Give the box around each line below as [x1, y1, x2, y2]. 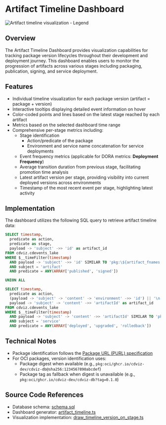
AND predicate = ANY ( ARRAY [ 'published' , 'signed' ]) [9, 269, 119, 274]
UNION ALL [5, 278, 26, 283]
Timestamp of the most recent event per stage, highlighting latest [19, 185, 153, 191]
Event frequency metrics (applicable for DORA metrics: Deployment [19, 153, 159, 159]
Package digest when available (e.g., [19, 360, 95, 366]
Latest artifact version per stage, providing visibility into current [19, 174, 149, 180]
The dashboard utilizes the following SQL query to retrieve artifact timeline [5, 217, 157, 223]
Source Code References [5, 391, 84, 399]
